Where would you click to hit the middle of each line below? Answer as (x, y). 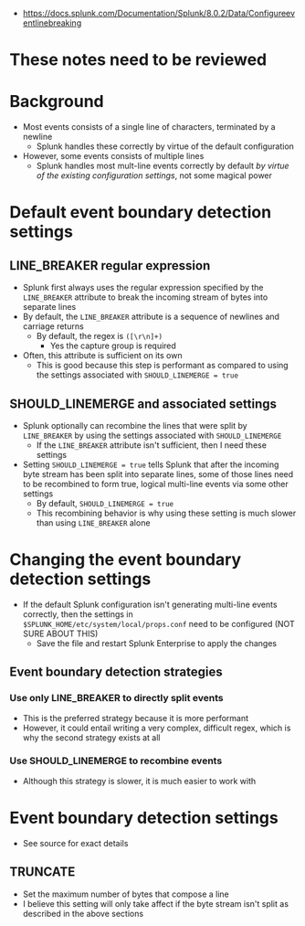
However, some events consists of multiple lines (113, 156)
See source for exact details (75, 843)
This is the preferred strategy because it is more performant (136, 718)
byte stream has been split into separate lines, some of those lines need (158, 474)
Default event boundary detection (141, 213)
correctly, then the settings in (78, 614)
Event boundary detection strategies (116, 672)
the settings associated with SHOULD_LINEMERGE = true (137, 375)
